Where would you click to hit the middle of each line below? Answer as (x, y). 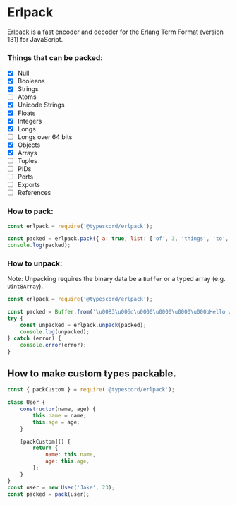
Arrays (27, 153)
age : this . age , (67, 461)
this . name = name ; (60, 415)
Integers (30, 121)
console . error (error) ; (53, 345)
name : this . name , (71, 455)
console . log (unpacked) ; (55, 332)
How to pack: (31, 211)
